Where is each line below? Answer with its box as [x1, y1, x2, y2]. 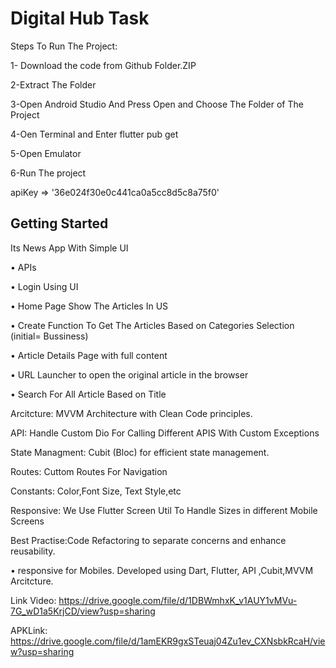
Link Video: [10, 594, 57, 606]
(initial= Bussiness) [10, 330, 89, 342]
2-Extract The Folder [10, 78, 97, 91]
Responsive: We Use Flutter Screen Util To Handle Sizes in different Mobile [10, 504, 318, 516]
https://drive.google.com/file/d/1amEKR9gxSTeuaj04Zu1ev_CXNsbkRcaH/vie [10, 635, 326, 647]
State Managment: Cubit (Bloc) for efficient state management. [10, 446, 270, 458]
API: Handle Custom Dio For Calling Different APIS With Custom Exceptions [10, 427, 320, 439]
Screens [10, 515, 45, 527]
